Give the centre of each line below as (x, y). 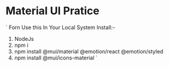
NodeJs (24, 39)
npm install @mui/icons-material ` (56, 58)
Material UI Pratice (52, 11)
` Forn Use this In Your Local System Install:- (60, 27)
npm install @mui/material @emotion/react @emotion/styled (89, 51)
